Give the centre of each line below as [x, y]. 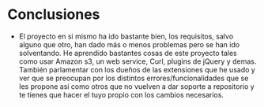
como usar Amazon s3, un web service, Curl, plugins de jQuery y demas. [138, 61]
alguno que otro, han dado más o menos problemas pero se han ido [129, 44]
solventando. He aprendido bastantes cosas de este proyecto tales [128, 53]
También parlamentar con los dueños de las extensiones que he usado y [137, 69]
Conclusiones [54, 15]
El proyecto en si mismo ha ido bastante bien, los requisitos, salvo [126, 36]
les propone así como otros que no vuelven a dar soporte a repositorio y [136, 86]
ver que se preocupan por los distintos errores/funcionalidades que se [134, 78]
